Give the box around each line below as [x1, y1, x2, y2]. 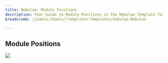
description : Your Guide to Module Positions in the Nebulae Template [5, 12, 155, 17]
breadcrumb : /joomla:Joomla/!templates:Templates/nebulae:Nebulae [5, 16, 146, 21]
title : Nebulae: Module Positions [5, 7, 77, 12]
